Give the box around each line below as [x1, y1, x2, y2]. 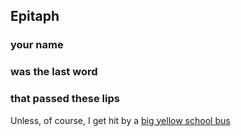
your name [10, 38, 64, 52]
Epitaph [10, 8, 60, 25]
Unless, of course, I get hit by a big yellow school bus [10, 114, 231, 126]
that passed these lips [10, 92, 120, 106]
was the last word [10, 65, 98, 79]
